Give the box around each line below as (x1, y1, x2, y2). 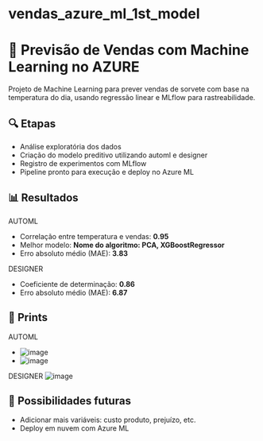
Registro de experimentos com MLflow (19, 158, 147, 168)
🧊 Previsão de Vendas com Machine (8, 41, 249, 60)
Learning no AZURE (8, 58, 141, 76)
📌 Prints (8, 311, 48, 324)
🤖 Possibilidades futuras (8, 394, 131, 408)
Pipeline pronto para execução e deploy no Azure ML (19, 167, 195, 176)
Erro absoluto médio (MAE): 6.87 (19, 288, 128, 297)
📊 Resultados (8, 191, 79, 205)
